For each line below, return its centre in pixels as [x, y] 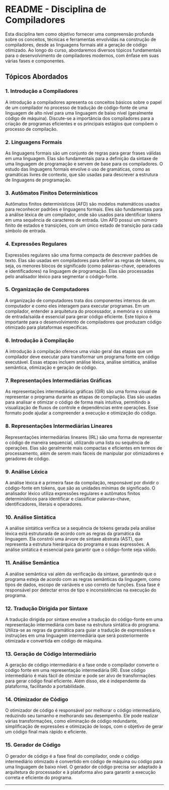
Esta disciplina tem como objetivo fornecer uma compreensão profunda [80, 34]
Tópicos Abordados [37, 77]
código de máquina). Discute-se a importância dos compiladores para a [80, 118]
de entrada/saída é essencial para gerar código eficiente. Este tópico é [79, 316]
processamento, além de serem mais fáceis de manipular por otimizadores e [84, 453]
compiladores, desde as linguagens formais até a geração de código [76, 44]
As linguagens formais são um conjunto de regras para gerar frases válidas [83, 153]
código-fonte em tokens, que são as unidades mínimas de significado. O [80, 488]
